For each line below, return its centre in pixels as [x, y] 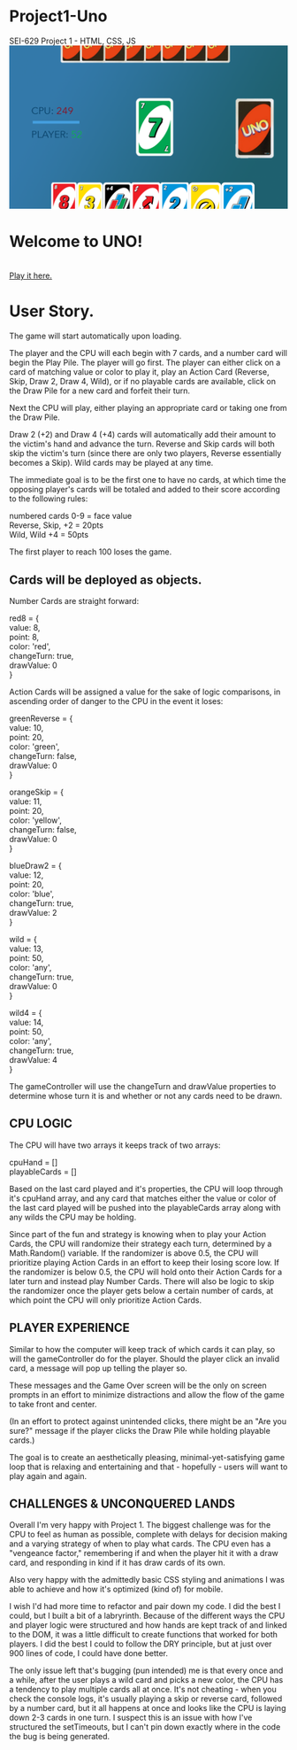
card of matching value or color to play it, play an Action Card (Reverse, [139, 372]
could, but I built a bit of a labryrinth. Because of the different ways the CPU [147, 1616]
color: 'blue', [32, 894]
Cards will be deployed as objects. [106, 580]
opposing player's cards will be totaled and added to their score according [145, 490]
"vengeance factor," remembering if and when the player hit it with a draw [144, 1553]
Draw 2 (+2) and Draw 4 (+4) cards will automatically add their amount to [143, 435]
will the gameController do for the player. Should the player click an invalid [145, 1359]
